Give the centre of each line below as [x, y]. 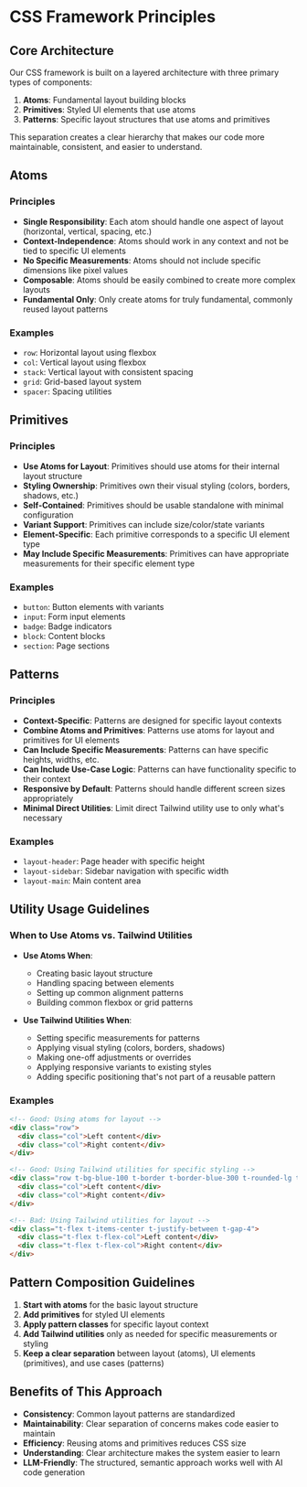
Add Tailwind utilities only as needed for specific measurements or [150, 1333]
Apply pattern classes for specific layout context [116, 1324]
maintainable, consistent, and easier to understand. [106, 147]
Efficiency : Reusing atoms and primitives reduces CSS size [134, 1443]
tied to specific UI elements [74, 251]
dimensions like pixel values [75, 270]
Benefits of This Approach [86, 1392]
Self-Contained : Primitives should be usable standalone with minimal [153, 505]
